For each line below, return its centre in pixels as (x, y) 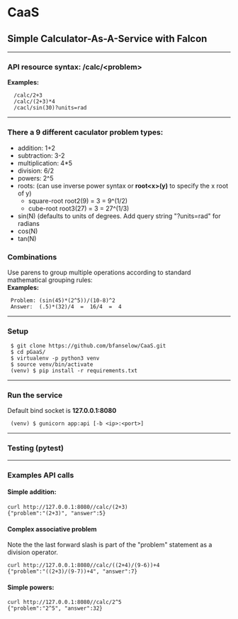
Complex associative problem (52, 529)
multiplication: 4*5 (45, 163)
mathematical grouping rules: (50, 280)
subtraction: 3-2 (41, 155)
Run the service (35, 395)
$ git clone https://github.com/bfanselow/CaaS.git (88, 346)
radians (29, 223)
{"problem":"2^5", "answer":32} (55, 608)
